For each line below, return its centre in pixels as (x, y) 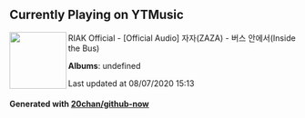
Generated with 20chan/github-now (80, 104)
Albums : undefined (104, 65)
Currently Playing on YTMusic (97, 15)
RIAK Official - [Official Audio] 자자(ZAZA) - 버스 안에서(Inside (182, 38)
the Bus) (84, 48)
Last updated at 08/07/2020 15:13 (131, 83)
